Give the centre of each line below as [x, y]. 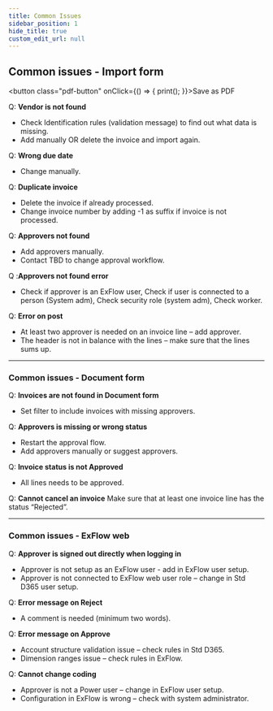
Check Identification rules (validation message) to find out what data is [139, 123]
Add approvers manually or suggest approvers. [99, 451]
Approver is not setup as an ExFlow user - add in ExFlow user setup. [134, 569]
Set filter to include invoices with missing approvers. [108, 411]
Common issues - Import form [86, 71]
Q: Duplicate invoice [43, 187]
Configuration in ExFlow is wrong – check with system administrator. [134, 698]
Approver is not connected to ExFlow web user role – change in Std [133, 578]
